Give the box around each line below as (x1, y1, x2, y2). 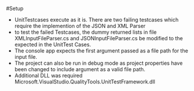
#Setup (6, 5, 24, 12)
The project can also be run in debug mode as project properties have (14, 60, 183, 66)
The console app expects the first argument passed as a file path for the (14, 47, 188, 54)
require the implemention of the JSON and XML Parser (14, 23, 146, 29)
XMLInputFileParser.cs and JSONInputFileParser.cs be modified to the (14, 35, 184, 41)
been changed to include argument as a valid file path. (14, 66, 146, 72)
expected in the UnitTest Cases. (14, 41, 91, 48)
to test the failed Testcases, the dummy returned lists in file (14, 29, 157, 36)
